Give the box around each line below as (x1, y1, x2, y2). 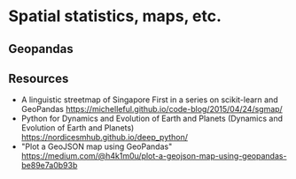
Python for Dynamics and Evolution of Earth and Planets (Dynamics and (20, 113, 284, 124)
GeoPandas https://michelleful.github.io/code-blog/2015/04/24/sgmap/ (20, 104, 283, 115)
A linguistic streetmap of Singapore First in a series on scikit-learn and (20, 94, 278, 105)
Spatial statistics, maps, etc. (8, 6, 222, 26)
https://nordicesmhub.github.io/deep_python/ (20, 132, 188, 143)
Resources (8, 71, 69, 86)
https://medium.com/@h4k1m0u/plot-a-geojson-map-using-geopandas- (20, 151, 287, 161)
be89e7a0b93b (20, 160, 78, 171)
